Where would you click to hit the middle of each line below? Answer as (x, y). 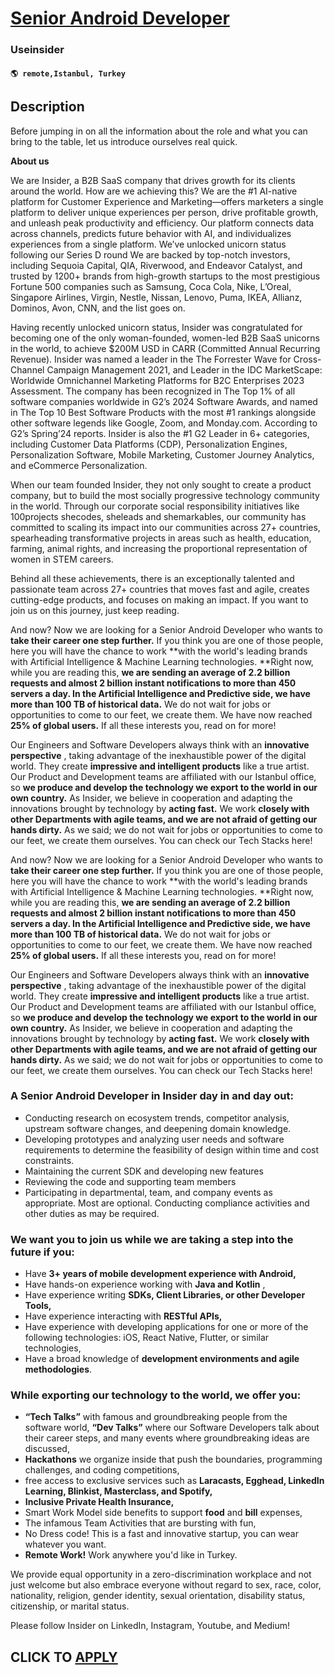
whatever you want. (65, 1544)
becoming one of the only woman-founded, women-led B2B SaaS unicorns (165, 338)
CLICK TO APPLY (64, 1657)
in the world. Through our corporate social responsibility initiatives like (155, 506)
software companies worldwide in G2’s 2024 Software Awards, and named (164, 401)
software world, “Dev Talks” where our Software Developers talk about (172, 1428)
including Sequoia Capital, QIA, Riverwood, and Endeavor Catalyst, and (156, 265)
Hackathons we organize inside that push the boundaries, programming (173, 1459)
